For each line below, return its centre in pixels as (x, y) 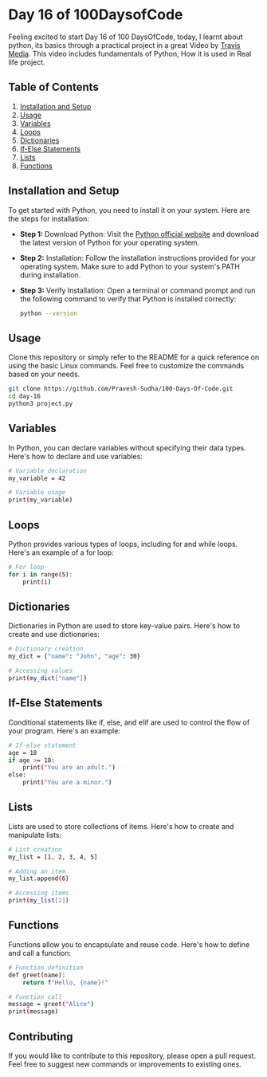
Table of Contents (54, 87)
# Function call (35, 997)
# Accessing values (41, 671)
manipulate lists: (35, 835)
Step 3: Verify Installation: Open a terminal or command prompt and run (137, 290)
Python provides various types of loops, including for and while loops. (123, 544)
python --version (49, 313)
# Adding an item (37, 871)
